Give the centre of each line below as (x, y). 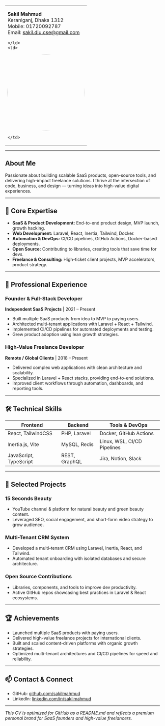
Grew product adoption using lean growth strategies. (66, 335)
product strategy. (30, 264)
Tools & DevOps (129, 425)
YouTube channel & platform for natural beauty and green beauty (78, 509)
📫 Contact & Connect (39, 679)
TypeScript (20, 462)
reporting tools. (28, 388)
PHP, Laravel (76, 433)
